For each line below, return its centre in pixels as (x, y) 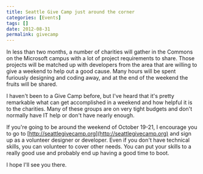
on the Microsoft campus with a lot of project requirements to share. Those (101, 58)
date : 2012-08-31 (28, 29)
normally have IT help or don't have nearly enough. (71, 116)
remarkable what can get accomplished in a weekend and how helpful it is (99, 103)
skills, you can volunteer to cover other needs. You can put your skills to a (99, 147)
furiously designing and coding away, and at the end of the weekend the (97, 78)
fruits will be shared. (32, 84)
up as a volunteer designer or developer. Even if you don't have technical (98, 140)
